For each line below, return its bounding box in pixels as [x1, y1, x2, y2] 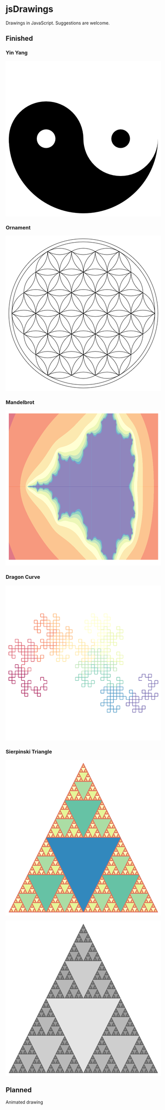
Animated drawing [5, 1099, 43, 1105]
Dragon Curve [5, 573, 40, 580]
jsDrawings [5, 3, 54, 15]
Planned [5, 1086, 32, 1095]
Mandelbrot [5, 399, 35, 406]
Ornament [5, 224, 31, 231]
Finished [5, 34, 33, 43]
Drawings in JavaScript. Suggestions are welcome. [5, 20, 110, 26]
